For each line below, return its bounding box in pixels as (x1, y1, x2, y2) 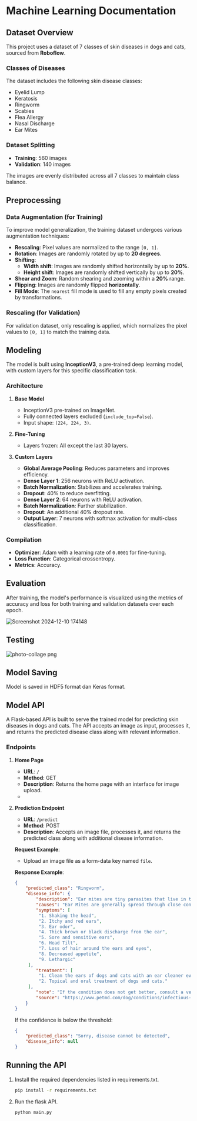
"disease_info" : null (25, 1039, 78, 1045)
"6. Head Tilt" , (38, 940, 78, 946)
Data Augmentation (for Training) (6, 213, 103, 221)
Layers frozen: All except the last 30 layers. (23, 442, 128, 449)
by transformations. (14, 294, 63, 301)
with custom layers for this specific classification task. (6, 367, 137, 374)
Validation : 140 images (14, 161, 71, 168)
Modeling (6, 345, 42, 355)
